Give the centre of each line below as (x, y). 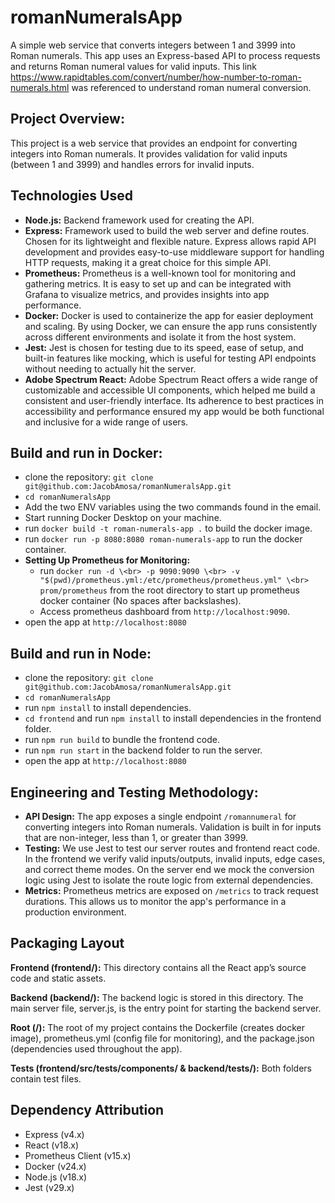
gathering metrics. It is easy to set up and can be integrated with (158, 283)
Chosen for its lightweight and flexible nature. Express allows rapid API (170, 241)
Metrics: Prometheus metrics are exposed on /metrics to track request (171, 890)
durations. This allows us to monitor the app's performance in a (155, 901)
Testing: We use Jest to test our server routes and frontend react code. (172, 848)
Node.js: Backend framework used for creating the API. (139, 220)
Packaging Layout (67, 943)
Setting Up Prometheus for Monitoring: (107, 560)
